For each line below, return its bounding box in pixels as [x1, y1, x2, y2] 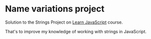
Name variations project [5, 3, 105, 14]
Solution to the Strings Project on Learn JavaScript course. [5, 19, 123, 25]
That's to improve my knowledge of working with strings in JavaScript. [5, 28, 147, 34]
